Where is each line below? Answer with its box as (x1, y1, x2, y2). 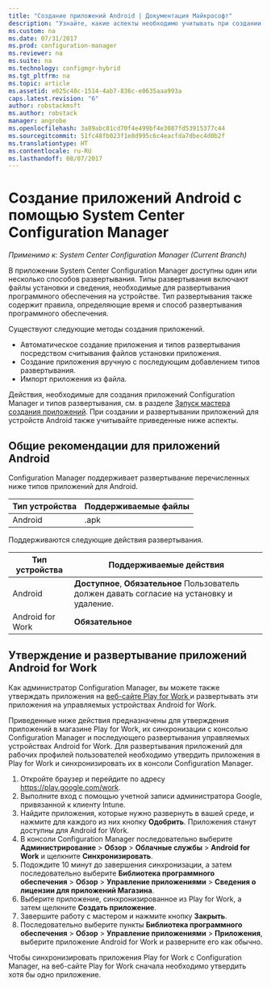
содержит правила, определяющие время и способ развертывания (8, 300, 243, 310)
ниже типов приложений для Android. (8, 482, 139, 491)
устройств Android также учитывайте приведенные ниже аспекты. (8, 416, 239, 425)
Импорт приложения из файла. (19, 374, 127, 384)
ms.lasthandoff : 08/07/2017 (8, 154, 103, 162)
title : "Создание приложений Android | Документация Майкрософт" (8, 11, 232, 20)
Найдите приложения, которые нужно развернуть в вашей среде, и (19, 808, 255, 818)
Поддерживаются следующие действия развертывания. (8, 535, 204, 545)
